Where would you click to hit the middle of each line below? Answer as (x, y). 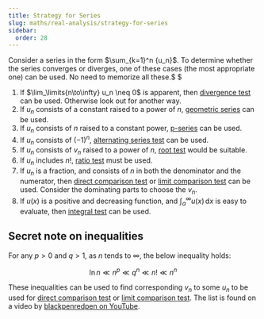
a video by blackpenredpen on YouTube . (74, 306)
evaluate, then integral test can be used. (85, 211)
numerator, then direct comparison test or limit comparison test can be (135, 181)
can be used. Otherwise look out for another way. (101, 101)
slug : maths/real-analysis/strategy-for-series (88, 23)
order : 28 (31, 38)
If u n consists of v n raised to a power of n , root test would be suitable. (133, 151)
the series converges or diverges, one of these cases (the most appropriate (132, 69)
